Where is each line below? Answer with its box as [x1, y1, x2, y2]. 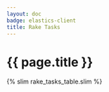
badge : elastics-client [6, 17, 77, 24]
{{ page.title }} [6, 54, 94, 70]
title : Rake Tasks [6, 23, 60, 30]
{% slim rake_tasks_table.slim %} [6, 77, 103, 86]
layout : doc [6, 10, 41, 18]
